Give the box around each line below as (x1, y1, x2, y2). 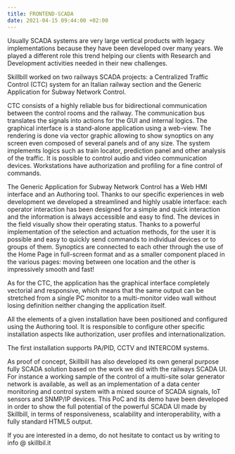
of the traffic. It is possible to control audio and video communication (7, 153, 208, 162)
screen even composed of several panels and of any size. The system (7, 138, 210, 147)
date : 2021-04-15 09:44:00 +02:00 (7, 17, 109, 24)
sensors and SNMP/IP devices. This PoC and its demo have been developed (7, 395, 229, 403)
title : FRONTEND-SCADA (7, 10, 74, 18)
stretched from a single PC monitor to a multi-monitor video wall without (7, 294, 217, 302)
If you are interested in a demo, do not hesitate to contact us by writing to (7, 431, 220, 439)
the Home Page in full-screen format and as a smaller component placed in (7, 250, 225, 258)
